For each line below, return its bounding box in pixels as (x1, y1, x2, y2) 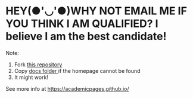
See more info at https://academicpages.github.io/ (5, 85, 129, 92)
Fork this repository (14, 61, 63, 68)
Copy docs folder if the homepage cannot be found (14, 67, 141, 74)
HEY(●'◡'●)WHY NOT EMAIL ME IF (5, 4, 187, 18)
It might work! (14, 73, 49, 81)
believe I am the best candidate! (5, 30, 167, 43)
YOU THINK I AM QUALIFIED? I (5, 17, 158, 30)
